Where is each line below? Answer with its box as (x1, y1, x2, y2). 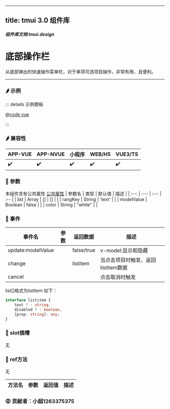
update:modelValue (8, 247, 54, 254)
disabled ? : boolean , (14, 307, 62, 312)
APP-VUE (8, 151, 32, 158)
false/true (72, 247, 96, 254)
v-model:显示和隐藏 (100, 247, 148, 254)
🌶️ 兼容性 (5, 135, 26, 142)
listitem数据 (100, 264, 128, 271)
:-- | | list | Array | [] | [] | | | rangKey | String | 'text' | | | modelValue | (5, 196, 148, 202)
